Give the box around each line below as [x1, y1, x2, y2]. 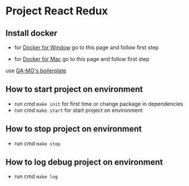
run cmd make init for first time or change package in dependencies [14, 100, 183, 107]
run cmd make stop [14, 139, 61, 147]
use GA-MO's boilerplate [5, 67, 67, 74]
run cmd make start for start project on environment [14, 106, 143, 114]
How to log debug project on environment [5, 157, 163, 167]
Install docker [5, 28, 58, 38]
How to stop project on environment [5, 124, 142, 134]
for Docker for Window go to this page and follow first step [14, 44, 159, 51]
